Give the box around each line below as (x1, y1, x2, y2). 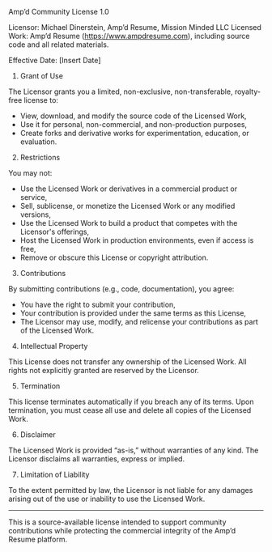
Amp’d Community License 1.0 (8, 7, 109, 16)
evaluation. (19, 137, 57, 146)
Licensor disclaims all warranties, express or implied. (8, 454, 185, 464)
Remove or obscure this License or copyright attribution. (19, 253, 209, 262)
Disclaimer (19, 430, 57, 439)
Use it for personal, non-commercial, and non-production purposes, (19, 120, 248, 129)
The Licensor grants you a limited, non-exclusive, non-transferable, (8, 87, 233, 96)
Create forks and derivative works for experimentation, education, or (19, 129, 249, 138)
